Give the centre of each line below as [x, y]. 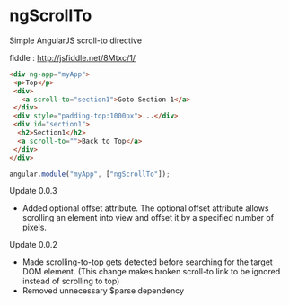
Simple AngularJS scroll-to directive [75, 40]
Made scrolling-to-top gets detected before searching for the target [148, 262]
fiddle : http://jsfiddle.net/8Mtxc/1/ [73, 57]
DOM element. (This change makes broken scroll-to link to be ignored [151, 272]
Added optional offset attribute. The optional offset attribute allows [145, 208]
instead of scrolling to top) [71, 281]
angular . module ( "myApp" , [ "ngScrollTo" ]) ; [90, 174]
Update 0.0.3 [33, 191]
